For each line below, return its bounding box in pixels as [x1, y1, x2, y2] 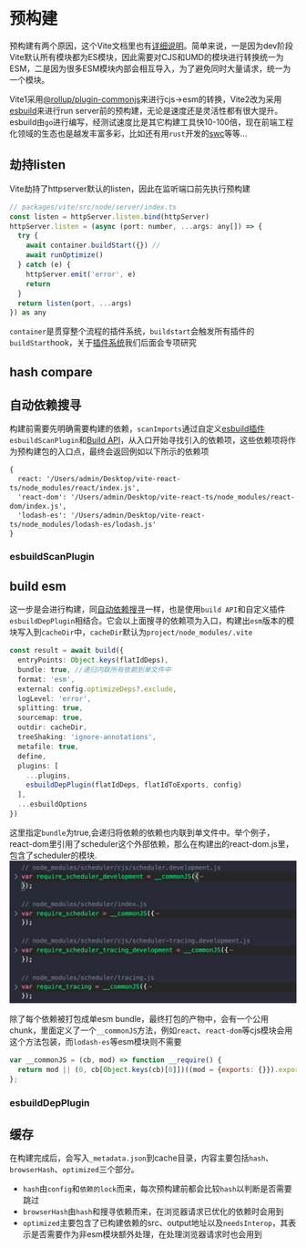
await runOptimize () [25, 251, 104, 260]
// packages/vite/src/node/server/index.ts [9, 202, 178, 211]
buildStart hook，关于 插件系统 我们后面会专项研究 [9, 337, 198, 348]
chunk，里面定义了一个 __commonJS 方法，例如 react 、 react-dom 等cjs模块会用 [9, 1025, 293, 1036]
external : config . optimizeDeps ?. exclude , [17, 685, 178, 694]
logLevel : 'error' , [17, 694, 92, 703]
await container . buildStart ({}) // [25, 241, 161, 251]
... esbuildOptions [17, 799, 88, 810]
